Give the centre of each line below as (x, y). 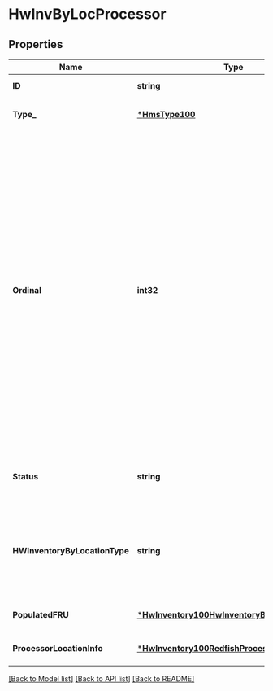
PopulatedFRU (41, 615)
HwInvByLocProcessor (87, 14)
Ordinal (27, 290)
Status (26, 477)
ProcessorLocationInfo (58, 648)
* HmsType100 (166, 114)
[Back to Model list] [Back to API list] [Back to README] (102, 679)
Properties (36, 44)
